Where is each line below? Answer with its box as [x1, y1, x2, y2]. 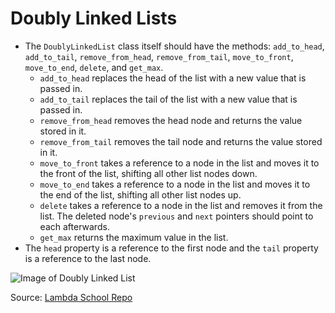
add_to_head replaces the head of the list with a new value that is [39, 72, 307, 84]
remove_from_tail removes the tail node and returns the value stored [39, 135, 323, 147]
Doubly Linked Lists [10, 7, 178, 30]
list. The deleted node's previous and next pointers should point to [39, 210, 314, 222]
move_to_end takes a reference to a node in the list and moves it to [39, 178, 311, 190]
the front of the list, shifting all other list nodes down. [39, 167, 258, 179]
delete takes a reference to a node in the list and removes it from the [39, 199, 323, 211]
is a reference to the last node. [24, 252, 152, 264]
